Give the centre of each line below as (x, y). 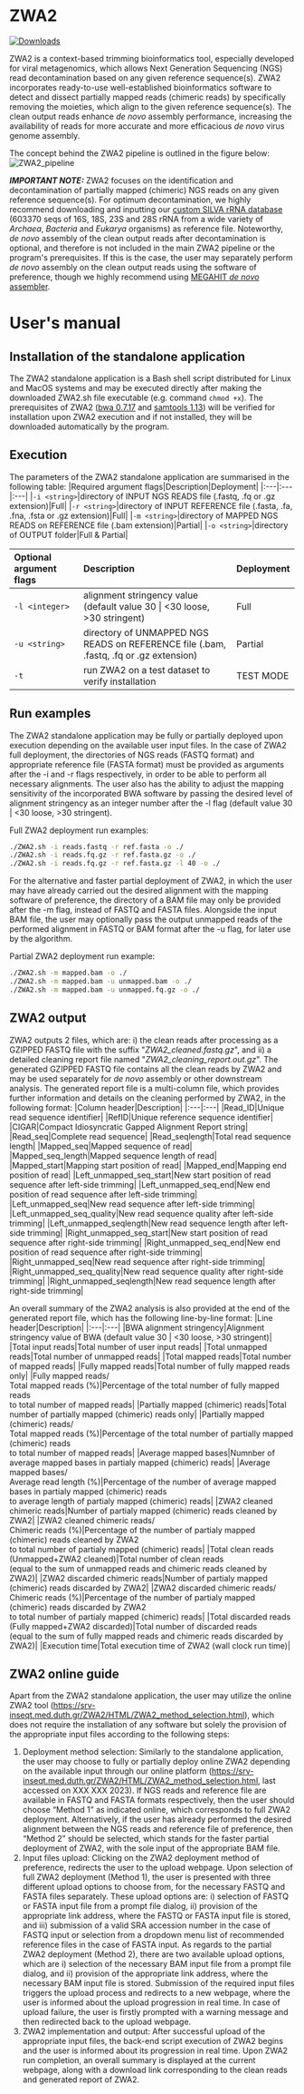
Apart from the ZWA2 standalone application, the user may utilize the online (151, 1696)
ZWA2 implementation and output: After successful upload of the (143, 2031)
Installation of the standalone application (128, 356)
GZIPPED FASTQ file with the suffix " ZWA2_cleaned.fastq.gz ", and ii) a (141, 1050)
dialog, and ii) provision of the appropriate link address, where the (145, 1973)
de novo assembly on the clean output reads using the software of (133, 267)
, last (266, 1781)
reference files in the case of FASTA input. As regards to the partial (147, 1945)
